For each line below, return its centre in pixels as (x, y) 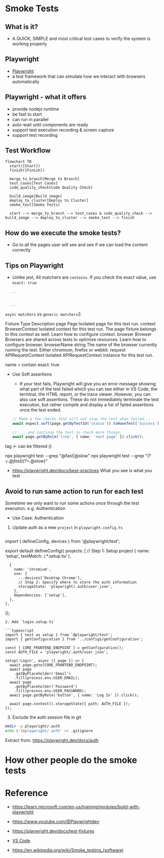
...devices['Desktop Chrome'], (50, 578)
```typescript (20, 631)
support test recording (35, 135)
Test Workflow (28, 151)
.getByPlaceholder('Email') (42, 674)
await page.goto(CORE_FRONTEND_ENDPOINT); (53, 665)
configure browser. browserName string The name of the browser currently (81, 345)
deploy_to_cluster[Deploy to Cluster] (49, 201)
